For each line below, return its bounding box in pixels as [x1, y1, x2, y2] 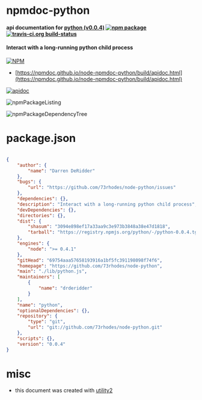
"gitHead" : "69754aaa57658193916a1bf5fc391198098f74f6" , [17, 257, 163, 263]
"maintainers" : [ [17, 274, 61, 280]
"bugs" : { [17, 179, 42, 185]
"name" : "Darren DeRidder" [28, 168, 96, 174]
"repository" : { [17, 313, 58, 319]
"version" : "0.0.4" [17, 341, 66, 347]
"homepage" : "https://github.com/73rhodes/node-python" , [17, 263, 163, 269]
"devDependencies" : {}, [17, 207, 77, 213]
